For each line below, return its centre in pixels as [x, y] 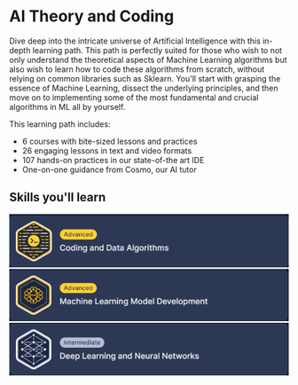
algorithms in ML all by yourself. [67, 106]
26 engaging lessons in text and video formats [107, 150]
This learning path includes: [60, 124]
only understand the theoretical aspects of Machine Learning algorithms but [148, 59]
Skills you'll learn [58, 197]
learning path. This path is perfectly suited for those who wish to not [157, 50]
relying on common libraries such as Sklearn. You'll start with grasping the [145, 78]
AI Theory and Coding [92, 16]
